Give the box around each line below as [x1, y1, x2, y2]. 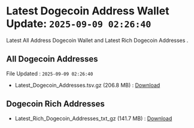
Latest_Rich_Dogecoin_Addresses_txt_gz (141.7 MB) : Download [14, 115, 172, 122]
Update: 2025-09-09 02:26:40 [6, 17, 151, 31]
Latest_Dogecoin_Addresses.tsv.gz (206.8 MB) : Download [14, 81, 160, 89]
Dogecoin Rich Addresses [6, 99, 105, 109]
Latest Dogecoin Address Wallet [6, 4, 169, 18]
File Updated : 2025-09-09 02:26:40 [6, 70, 93, 77]
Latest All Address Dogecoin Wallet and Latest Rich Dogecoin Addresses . [6, 36, 189, 44]
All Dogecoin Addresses [6, 54, 98, 64]
